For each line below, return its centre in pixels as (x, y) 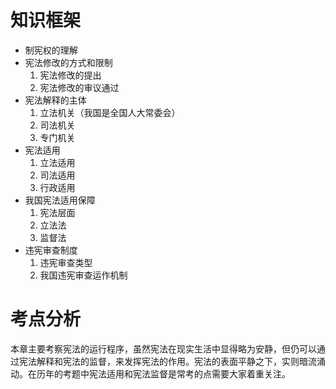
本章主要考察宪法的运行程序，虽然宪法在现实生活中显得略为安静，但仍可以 (163, 348)
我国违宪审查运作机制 (83, 275)
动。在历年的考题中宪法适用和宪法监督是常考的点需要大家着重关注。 (150, 373)
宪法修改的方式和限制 (68, 62)
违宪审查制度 (51, 250)
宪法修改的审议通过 (79, 87)
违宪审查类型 (66, 262)
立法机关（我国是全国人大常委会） (110, 112)
